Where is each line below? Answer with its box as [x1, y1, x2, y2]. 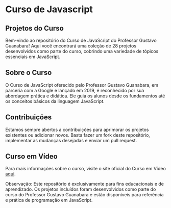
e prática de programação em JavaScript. [5, 197, 93, 203]
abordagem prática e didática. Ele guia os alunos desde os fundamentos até [5, 93, 165, 99]
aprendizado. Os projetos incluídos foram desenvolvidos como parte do [5, 186, 156, 192]
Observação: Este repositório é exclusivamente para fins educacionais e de [5, 181, 164, 187]
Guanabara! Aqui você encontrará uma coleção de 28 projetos [5, 43, 137, 49]
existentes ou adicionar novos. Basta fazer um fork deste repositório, [5, 132, 151, 138]
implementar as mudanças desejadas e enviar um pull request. [5, 137, 137, 143]
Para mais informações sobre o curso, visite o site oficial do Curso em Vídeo [5, 166, 166, 172]
